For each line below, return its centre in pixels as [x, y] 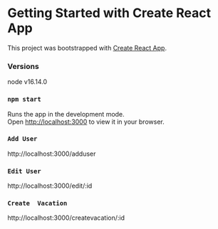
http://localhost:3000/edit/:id [50, 186]
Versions [23, 66]
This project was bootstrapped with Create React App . [87, 48]
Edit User [24, 171]
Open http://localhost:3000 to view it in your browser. [86, 122]
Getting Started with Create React [109, 13]
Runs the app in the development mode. [66, 114]
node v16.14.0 [27, 82]
